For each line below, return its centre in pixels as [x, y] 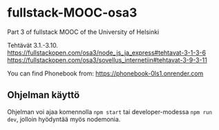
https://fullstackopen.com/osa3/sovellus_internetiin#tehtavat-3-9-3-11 [107, 59]
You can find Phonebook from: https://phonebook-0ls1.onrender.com [105, 73]
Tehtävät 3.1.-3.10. [33, 45]
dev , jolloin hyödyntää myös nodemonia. [64, 119]
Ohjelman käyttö [44, 95]
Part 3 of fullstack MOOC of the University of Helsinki [83, 32]
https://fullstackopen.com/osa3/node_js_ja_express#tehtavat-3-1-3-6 [106, 53]
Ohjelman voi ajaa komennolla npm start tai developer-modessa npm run [110, 111]
